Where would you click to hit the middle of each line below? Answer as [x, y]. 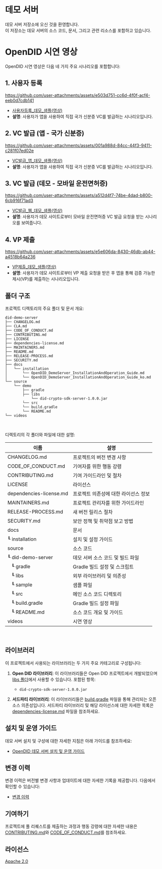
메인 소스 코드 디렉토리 [97, 594]
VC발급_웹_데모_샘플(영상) [37, 211]
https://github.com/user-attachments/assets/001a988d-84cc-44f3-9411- [79, 145]
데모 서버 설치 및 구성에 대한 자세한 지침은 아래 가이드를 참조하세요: [69, 741]
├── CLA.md [16, 326]
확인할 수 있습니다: [23, 787]
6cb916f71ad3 [19, 200]
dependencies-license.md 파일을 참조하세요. [56, 711]
